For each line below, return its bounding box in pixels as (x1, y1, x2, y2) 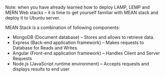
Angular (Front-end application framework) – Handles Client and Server (12, 50, 160, 56)
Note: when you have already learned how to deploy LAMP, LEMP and (5, 4, 150, 10)
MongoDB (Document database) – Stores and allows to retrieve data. (12, 34, 154, 40)
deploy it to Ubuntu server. (5, 15, 60, 20)
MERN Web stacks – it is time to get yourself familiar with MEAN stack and (5, 9, 159, 15)
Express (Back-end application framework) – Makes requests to (12, 39, 144, 45)
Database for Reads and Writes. (12, 45, 79, 50)
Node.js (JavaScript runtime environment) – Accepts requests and (12, 61, 149, 66)
